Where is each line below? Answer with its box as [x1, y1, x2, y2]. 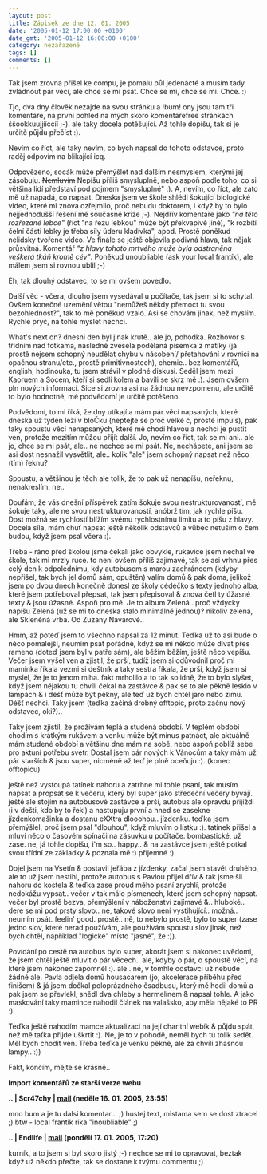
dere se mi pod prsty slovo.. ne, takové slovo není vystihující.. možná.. [8, 906, 238, 915]
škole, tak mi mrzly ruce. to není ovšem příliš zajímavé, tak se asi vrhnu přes [8, 555, 258, 565]
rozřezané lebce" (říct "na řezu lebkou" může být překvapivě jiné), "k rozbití [8, 217, 257, 228]
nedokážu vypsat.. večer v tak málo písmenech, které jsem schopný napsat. [8, 888, 258, 898]
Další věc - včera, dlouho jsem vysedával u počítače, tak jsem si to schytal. [8, 291, 255, 300]
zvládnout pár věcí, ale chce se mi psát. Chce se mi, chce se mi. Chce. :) [8, 86, 247, 96]
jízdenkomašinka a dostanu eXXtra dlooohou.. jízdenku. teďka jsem [8, 814, 230, 823]
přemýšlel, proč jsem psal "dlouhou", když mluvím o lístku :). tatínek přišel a [8, 822, 257, 831]
